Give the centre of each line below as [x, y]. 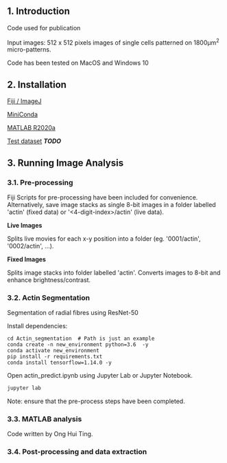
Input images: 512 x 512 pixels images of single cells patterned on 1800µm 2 [113, 42]
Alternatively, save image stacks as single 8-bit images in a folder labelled [111, 204]
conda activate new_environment [53, 351]
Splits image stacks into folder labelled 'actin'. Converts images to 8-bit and [114, 272]
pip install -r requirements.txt [55, 357]
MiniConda [23, 115]
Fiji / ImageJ [24, 101]
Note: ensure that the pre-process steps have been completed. [96, 401]
